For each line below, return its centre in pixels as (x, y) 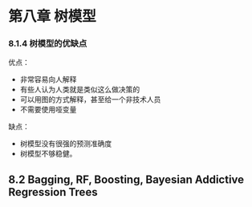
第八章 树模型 (52, 16)
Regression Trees (53, 192)
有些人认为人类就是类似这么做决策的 (80, 90)
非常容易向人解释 (48, 79)
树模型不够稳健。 (48, 154)
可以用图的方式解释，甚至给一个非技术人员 (90, 99)
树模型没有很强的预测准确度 (66, 144)
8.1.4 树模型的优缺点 (48, 43)
